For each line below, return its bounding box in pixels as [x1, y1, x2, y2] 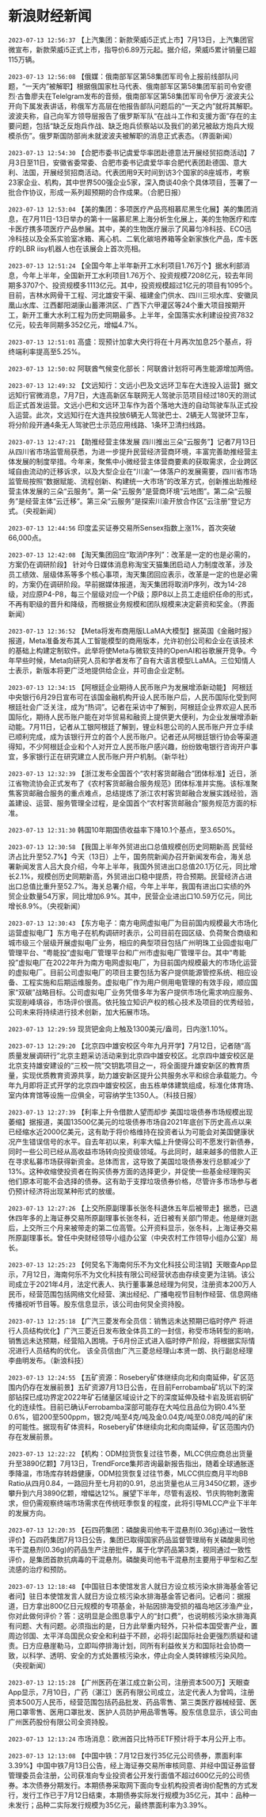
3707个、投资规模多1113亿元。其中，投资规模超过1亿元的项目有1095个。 [21, 280, 257, 290]
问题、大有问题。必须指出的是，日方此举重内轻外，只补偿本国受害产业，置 [14, 1621, 258, 1630]
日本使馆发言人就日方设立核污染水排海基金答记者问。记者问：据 [35, 1591, 244, 1601]
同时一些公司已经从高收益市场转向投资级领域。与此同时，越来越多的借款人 [8, 1146, 251, 1156]
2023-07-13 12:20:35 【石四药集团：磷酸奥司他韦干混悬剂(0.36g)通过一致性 [8, 1525, 255, 1534]
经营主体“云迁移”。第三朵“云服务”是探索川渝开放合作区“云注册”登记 [25, 496, 245, 505]
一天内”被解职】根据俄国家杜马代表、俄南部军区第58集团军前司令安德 [25, 81, 252, 91]
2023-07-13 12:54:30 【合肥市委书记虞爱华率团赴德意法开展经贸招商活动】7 [8, 147, 255, 157]
